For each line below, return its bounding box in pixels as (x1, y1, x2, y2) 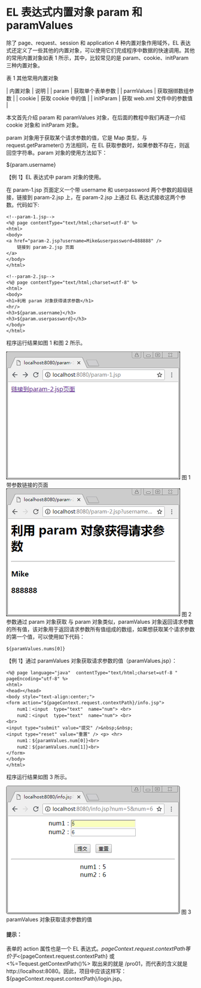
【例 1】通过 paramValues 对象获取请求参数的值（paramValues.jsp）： (6, 657, 178, 664)
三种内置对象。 (6, 61, 43, 69)
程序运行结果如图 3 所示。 (6, 773, 71, 780)
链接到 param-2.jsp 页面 (17, 244, 75, 250)
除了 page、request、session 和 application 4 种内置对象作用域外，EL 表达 (6, 39, 191, 46)
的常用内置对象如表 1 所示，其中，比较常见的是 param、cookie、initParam (6, 54, 189, 61)
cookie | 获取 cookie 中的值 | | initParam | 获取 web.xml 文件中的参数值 (19, 94, 193, 102)
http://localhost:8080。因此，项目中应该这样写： (6, 968, 127, 975)
